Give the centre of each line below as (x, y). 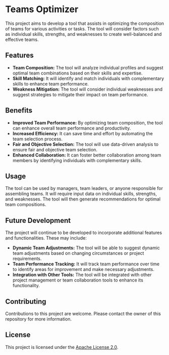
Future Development (38, 221)
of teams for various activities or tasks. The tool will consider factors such (82, 28)
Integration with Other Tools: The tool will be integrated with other (82, 275)
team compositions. (26, 205)
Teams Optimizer (42, 9)
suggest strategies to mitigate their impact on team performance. (80, 94)
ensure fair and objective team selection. (55, 149)
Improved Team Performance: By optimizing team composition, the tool (88, 123)
